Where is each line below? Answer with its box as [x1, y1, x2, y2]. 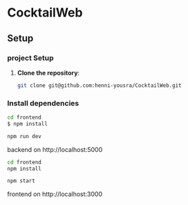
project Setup [7, 53, 54, 63]
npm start [7, 177, 36, 184]
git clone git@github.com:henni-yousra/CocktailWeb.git [17, 81, 182, 89]
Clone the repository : [17, 68, 80, 77]
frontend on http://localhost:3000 [7, 190, 103, 198]
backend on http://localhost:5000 [7, 145, 103, 153]
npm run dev [7, 133, 41, 139]
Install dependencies [7, 98, 79, 108]
